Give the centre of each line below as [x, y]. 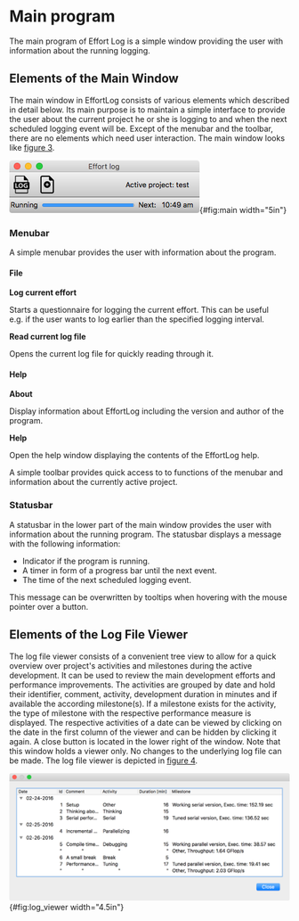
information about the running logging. [80, 50]
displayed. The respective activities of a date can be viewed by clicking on [145, 722]
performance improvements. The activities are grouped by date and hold [142, 685]
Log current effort [43, 292]
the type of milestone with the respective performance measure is [130, 713]
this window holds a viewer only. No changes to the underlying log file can [145, 751]
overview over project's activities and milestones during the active [131, 665]
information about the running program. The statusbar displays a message [145, 534]
